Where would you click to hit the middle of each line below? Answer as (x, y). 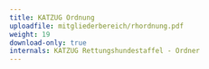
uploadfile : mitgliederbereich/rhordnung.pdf (96, 26)
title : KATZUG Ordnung (52, 17)
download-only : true (48, 43)
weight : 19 (30, 34)
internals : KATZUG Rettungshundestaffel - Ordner (105, 51)
